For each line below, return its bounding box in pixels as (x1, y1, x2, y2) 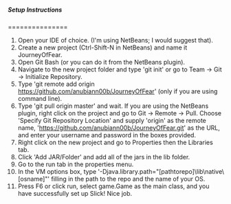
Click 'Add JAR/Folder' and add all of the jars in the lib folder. (17, 152, 190, 161)
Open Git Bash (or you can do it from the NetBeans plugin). (17, 58, 185, 66)
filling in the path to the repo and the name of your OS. (51, 174, 206, 183)
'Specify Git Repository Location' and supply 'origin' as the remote (17, 116, 207, 124)
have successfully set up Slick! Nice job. (17, 189, 133, 197)
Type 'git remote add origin (17, 80, 95, 88)
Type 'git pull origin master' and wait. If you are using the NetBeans (17, 102, 209, 110)
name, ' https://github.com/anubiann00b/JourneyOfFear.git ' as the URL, (17, 124, 221, 132)
